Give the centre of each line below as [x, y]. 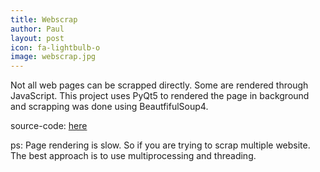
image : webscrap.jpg [53, 57]
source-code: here [49, 126]
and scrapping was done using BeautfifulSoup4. [109, 107]
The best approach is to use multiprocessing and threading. [133, 156]
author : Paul [37, 29]
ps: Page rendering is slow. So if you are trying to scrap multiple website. [160, 145]
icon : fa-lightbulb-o [55, 47]
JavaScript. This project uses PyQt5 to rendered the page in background [160, 96]
